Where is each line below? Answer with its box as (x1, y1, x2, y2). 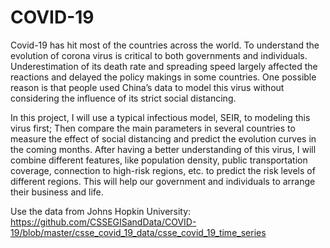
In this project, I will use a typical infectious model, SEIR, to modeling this (10, 111, 311, 123)
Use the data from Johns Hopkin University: (10, 205, 192, 217)
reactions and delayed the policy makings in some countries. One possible (10, 71, 317, 83)
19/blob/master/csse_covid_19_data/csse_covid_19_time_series (10, 226, 267, 238)
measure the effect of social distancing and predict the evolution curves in (10, 132, 317, 145)
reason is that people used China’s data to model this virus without (10, 81, 285, 93)
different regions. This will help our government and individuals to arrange (10, 175, 316, 187)
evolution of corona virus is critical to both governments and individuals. (10, 49, 308, 61)
